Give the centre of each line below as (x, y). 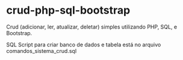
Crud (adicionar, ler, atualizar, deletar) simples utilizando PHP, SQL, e (92, 27)
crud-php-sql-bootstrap (68, 10)
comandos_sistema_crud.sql (42, 50)
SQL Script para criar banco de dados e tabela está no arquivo (84, 45)
